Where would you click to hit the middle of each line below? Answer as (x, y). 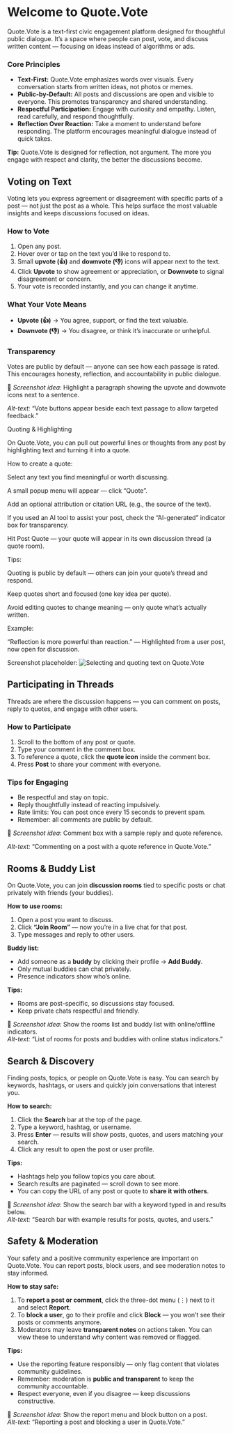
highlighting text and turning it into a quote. (69, 450)
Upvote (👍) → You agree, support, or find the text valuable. (103, 320)
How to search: (30, 1106)
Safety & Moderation (53, 1241)
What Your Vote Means (47, 305)
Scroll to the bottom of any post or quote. (76, 742)
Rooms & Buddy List (51, 868)
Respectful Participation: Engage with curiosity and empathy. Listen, (116, 109)
